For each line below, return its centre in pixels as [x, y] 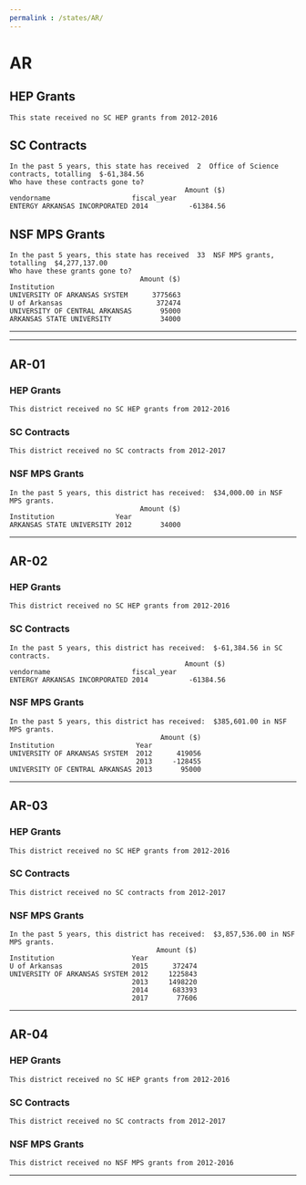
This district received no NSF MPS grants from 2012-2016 [122, 1163]
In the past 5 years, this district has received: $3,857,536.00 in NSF [153, 935]
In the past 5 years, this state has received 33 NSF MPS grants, [142, 255]
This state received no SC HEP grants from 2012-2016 [114, 118]
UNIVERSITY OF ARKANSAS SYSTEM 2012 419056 [106, 754]
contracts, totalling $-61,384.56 [77, 174]
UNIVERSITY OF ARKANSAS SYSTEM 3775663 [95, 296]
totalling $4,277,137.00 [58, 264]
